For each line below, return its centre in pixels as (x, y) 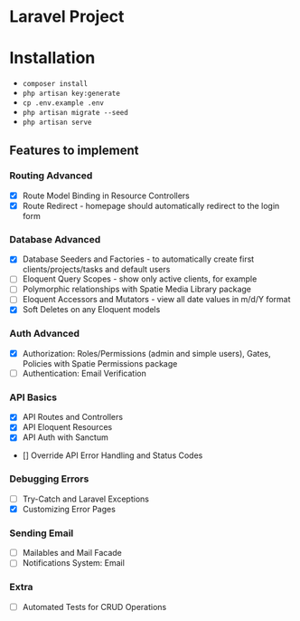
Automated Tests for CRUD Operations (94, 607)
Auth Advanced (44, 334)
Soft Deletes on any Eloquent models (91, 310)
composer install (55, 84)
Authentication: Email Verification (84, 373)
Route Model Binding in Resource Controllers (106, 196)
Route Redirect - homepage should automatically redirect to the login (151, 205)
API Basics (33, 397)
